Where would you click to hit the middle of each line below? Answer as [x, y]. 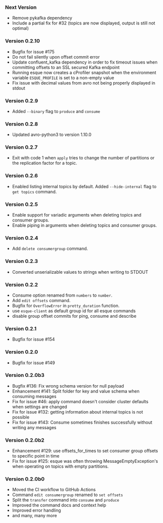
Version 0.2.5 [21, 204]
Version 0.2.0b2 [25, 440]
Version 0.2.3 [21, 261]
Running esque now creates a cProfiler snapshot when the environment [84, 72]
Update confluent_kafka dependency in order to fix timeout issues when [85, 62]
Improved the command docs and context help [59, 505]
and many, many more [34, 516]
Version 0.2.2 [21, 284]
